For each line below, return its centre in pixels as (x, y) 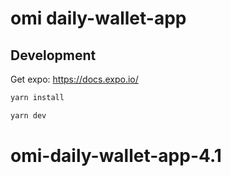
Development (53, 55)
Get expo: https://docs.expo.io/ (74, 79)
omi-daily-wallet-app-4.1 (116, 155)
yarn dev (28, 115)
